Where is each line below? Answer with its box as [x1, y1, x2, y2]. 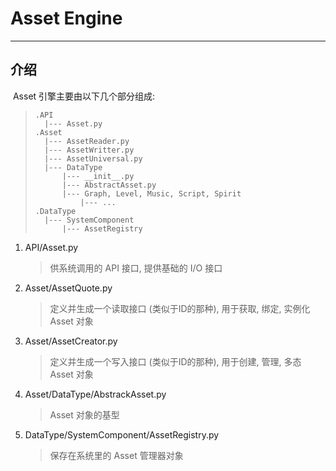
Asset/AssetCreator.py [24, 335, 118, 347]
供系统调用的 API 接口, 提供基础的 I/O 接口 [49, 262, 223, 274]
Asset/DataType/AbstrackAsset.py [24, 388, 167, 400]
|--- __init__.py [61, 171, 135, 181]
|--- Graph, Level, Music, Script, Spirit [61, 188, 242, 199]
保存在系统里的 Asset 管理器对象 [49, 449, 184, 461]
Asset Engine [10, 7, 123, 30]
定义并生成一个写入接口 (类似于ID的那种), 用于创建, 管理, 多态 [49, 355, 302, 367]
